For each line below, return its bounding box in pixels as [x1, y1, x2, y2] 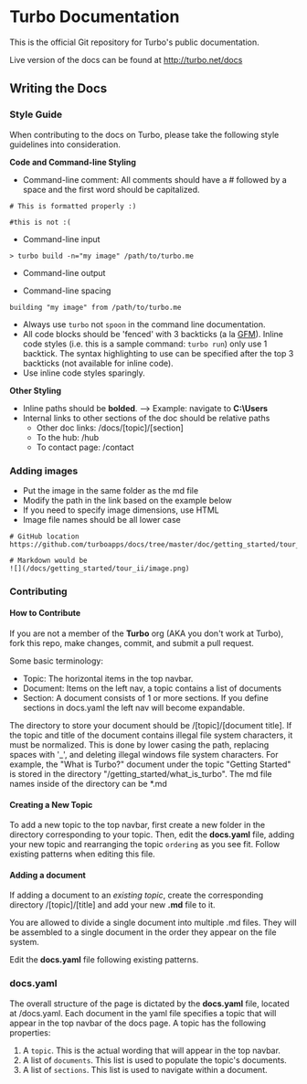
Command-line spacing [22, 285, 111, 296]
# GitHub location [9, 532, 79, 541]
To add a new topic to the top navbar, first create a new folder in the [9, 820, 266, 831]
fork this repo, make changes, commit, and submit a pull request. [9, 638, 254, 649]
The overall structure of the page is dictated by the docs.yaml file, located [9, 998, 290, 1009]
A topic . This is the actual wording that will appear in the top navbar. [22, 1045, 281, 1056]
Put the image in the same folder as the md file [22, 484, 199, 495]
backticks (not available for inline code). [22, 357, 174, 368]
